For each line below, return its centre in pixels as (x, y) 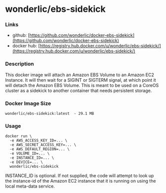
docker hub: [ (26, 46)
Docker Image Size (28, 103)
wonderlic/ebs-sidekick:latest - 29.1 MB (50, 114)
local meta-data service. (30, 186)
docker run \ (19, 136)
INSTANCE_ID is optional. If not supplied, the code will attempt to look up (80, 176)
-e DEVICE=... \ (26, 162)
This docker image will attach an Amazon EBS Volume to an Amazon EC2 (80, 75)
